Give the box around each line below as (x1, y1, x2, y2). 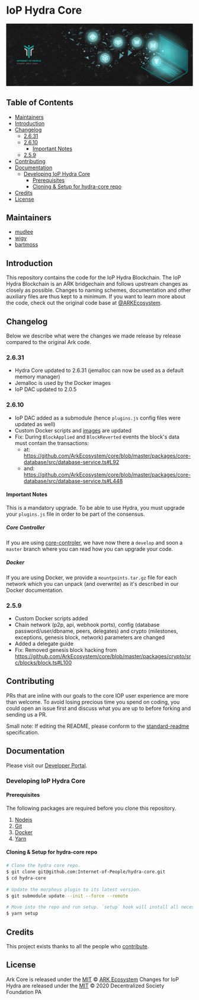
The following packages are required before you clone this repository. (6, 805, 176, 812)
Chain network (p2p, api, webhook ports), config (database (14, 622, 160, 629)
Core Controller (6, 524, 46, 531)
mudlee (14, 228, 34, 235)
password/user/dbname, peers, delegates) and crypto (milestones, (14, 627, 178, 635)
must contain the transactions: (14, 439, 89, 446)
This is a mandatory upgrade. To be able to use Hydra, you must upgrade (6, 504, 185, 511)
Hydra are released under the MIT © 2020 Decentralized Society (6, 982, 165, 989)
